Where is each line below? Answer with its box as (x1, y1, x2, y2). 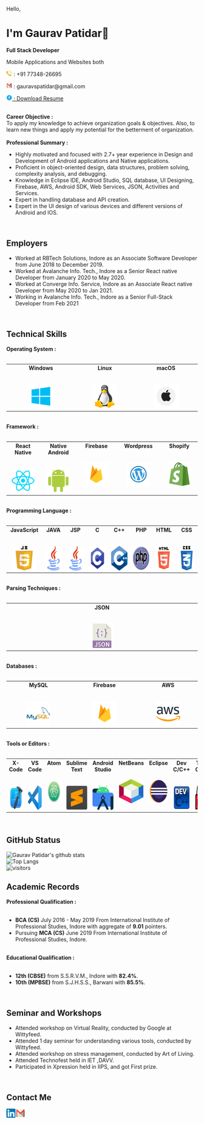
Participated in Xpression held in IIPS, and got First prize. (15, 1063, 158, 1070)
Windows (28, 364, 53, 372)
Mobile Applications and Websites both (6, 58, 104, 66)
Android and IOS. (15, 209, 58, 216)
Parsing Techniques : (6, 585, 61, 592)
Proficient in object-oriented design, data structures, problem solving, (15, 164, 190, 171)
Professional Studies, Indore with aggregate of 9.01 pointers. (15, 923, 168, 930)
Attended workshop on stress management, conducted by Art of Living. (15, 1050, 195, 1057)
